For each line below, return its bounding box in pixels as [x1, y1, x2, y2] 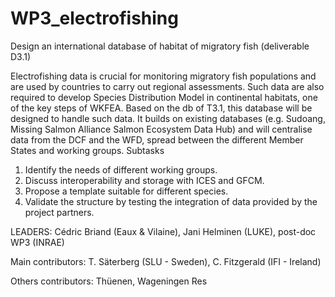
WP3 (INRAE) [10, 236, 65, 248]
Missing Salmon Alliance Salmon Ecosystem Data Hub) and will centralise [10, 123, 313, 135]
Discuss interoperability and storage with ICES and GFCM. [24, 174, 265, 186]
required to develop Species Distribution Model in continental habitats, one [10, 91, 318, 103]
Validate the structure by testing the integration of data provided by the [24, 195, 318, 207]
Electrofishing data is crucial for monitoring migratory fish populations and [10, 70, 317, 82]
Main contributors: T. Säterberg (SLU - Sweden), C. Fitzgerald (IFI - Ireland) [10, 255, 322, 267]
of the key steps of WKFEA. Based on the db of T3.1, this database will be [10, 102, 313, 114]
